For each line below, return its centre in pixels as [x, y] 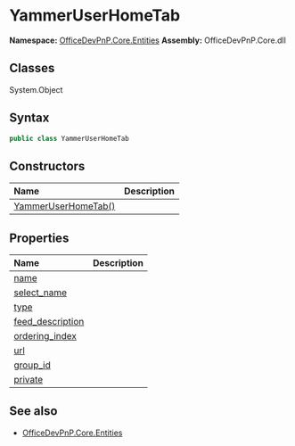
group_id [32, 365]
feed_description [49, 322]
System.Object [36, 89]
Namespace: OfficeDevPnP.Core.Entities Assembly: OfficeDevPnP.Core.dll [148, 40]
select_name [40, 293]
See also [33, 411]
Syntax [29, 118]
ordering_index [45, 336]
